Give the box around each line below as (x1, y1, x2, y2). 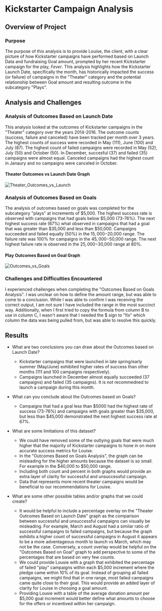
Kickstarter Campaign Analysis (5, 3, 133, 15)
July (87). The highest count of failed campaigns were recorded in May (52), (5, 145, 158, 150)
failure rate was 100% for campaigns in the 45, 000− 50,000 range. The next (5, 236, 156, 242)
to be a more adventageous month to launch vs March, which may (19, 539, 151, 545)
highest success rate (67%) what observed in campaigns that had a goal (5, 221, 150, 227)
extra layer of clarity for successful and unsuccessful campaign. (19, 474, 147, 479)
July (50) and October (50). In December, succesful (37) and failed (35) (5, 149, 147, 156)
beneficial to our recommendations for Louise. (19, 484, 112, 490)
